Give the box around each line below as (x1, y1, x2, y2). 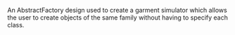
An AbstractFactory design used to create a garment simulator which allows (7, 6, 227, 14)
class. (7, 21, 25, 29)
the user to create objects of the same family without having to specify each (7, 13, 229, 22)
